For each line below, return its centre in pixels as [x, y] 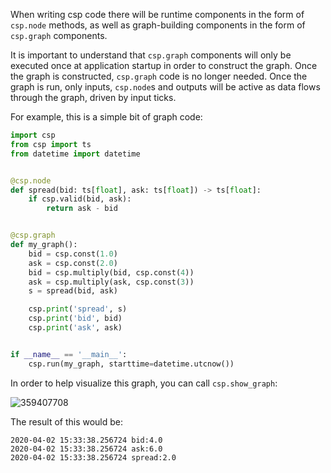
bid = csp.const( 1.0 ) [73, 254]
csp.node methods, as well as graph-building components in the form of [158, 25]
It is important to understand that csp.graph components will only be [151, 55]
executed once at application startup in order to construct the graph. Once [164, 65]
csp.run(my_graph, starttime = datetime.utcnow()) [131, 364]
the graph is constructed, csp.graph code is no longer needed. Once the [159, 76]
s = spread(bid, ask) [73, 291]
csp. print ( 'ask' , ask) [75, 328]
